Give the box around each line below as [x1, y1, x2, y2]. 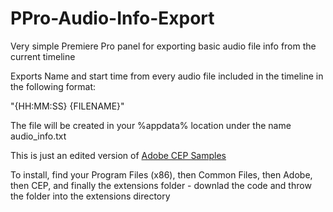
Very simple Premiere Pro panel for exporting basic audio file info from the [10, 40, 317, 52]
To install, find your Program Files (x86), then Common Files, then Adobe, [10, 168, 313, 181]
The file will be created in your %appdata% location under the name [10, 119, 292, 131]
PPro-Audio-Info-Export [10, 7, 215, 30]
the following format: [10, 80, 97, 92]
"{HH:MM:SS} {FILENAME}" [10, 100, 125, 112]
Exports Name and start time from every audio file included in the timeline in [10, 70, 324, 82]
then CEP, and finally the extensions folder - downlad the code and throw [10, 179, 312, 191]
